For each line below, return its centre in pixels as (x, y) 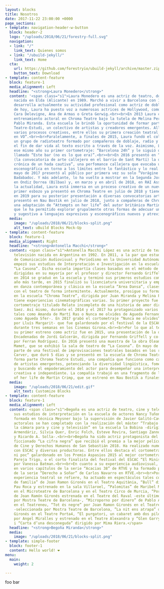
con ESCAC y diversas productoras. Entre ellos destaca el (75, 450)
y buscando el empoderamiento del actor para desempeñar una (77, 369)
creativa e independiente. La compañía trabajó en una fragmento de (85, 373)
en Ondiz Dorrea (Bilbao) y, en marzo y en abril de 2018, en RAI (83, 182)
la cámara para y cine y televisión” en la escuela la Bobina (78, 428)
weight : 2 (24, 564)
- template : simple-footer (32, 541)
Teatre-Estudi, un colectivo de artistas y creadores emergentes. (83, 128)
